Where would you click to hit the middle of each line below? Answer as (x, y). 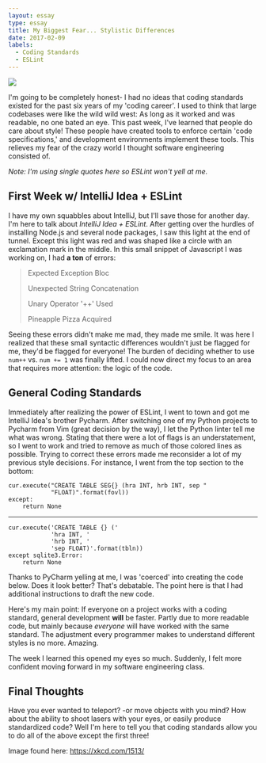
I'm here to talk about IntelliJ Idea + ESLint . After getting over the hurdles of (131, 223)
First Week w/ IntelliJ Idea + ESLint (95, 196)
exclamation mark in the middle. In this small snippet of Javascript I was (125, 249)
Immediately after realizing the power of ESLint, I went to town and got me (129, 412)
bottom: (21, 471)
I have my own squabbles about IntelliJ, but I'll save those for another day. (129, 216)
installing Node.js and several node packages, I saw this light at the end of (129, 232)
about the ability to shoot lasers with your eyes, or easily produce (115, 719)
